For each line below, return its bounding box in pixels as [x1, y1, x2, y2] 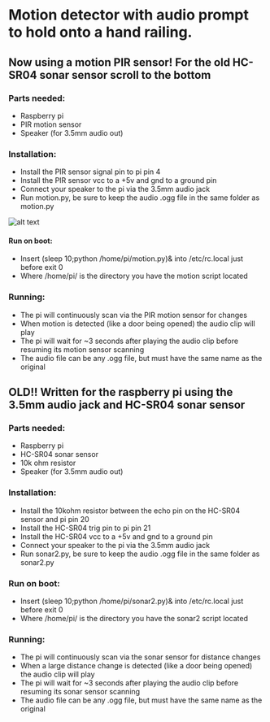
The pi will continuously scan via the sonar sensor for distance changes [20, 652, 261, 662]
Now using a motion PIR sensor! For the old [8, 55, 230, 69]
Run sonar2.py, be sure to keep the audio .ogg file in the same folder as [20, 549, 260, 559]
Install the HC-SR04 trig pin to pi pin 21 [20, 523, 151, 533]
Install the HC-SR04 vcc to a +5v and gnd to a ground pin [20, 531, 213, 541]
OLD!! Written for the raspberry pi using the [8, 385, 233, 399]
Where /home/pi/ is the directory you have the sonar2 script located [20, 613, 248, 623]
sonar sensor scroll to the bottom [39, 67, 211, 82]
